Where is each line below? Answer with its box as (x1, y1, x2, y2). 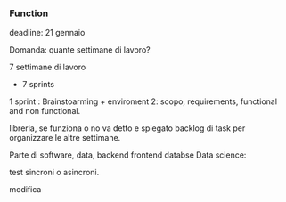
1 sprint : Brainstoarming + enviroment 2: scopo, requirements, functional (9, 96, 278, 107)
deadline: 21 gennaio (9, 28, 86, 38)
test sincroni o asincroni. (9, 167, 100, 178)
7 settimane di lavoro (9, 61, 86, 73)
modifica (9, 184, 42, 195)
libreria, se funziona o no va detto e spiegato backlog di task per (9, 123, 246, 133)
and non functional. (9, 106, 81, 117)
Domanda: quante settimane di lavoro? (9, 44, 151, 55)
